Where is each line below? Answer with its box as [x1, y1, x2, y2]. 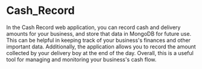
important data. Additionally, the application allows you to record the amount [6, 43, 196, 50]
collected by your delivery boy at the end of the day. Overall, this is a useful [6, 49, 194, 56]
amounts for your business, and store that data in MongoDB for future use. [6, 30, 192, 37]
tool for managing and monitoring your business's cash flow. [6, 56, 157, 63]
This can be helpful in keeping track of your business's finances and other [6, 36, 191, 44]
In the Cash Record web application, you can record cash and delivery [6, 24, 181, 31]
